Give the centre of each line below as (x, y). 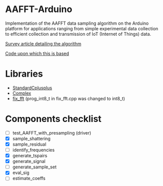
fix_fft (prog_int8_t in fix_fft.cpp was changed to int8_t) (69, 98)
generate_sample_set (34, 167)
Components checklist (53, 119)
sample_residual (29, 144)
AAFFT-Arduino (39, 9)
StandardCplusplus (32, 88)
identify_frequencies (34, 150)
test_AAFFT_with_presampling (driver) (52, 133)
